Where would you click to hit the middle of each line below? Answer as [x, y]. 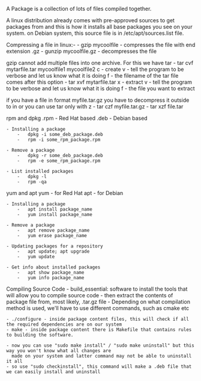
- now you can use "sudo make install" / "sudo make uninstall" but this [100, 345]
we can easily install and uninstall [53, 372]
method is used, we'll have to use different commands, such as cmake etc [98, 308]
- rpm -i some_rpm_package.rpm [59, 140]
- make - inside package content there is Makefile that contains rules [99, 330]
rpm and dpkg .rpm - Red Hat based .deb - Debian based [77, 118]
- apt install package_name [55, 209]
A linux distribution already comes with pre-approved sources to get [91, 20]
